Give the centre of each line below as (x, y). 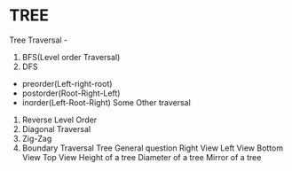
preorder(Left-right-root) (67, 83)
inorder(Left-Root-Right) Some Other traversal (106, 102)
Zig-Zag (37, 138)
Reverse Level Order (59, 120)
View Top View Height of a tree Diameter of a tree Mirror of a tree (142, 157)
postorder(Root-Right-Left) (71, 93)
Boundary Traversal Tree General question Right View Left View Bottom (153, 148)
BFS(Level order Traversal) (71, 57)
